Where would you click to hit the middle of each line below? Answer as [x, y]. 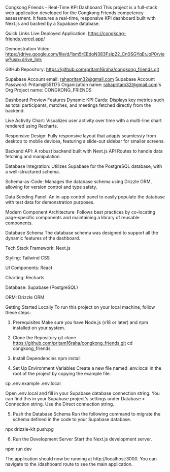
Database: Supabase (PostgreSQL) [42, 287]
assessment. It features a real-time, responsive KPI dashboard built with [80, 18]
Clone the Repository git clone [44, 337]
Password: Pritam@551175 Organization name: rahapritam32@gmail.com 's [83, 84]
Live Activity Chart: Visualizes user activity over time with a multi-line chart [83, 121]
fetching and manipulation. [33, 156]
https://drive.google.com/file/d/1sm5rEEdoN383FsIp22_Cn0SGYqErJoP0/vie [85, 54]
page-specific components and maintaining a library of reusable [72, 217]
